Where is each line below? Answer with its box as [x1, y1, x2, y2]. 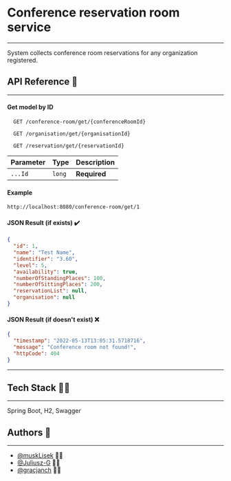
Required [75, 169, 107, 178]
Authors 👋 [7, 427, 52, 438]
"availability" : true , [13, 268, 78, 275]
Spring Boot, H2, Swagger [7, 407, 81, 415]
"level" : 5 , [13, 261, 48, 269]
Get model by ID [7, 103, 54, 111]
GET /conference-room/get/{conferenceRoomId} [13, 118, 146, 125]
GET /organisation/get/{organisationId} [13, 130, 131, 137]
